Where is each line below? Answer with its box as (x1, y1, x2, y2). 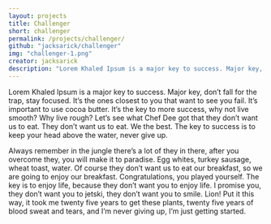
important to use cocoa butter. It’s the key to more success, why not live (8, 104, 249, 114)
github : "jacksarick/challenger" (8, 42, 122, 50)
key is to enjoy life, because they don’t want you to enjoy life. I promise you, (8, 180, 262, 190)
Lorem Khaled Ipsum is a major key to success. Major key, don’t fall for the (8, 87, 257, 97)
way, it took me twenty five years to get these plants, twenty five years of (8, 197, 254, 207)
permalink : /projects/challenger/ (8, 34, 126, 43)
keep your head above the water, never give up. (8, 130, 168, 140)
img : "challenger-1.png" (8, 50, 92, 58)
